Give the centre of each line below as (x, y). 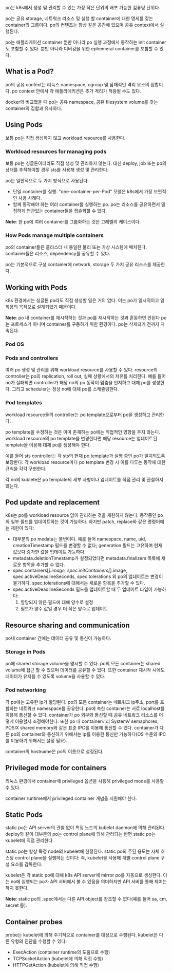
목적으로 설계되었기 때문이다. (48, 307)
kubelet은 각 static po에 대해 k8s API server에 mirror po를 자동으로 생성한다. (84, 875)
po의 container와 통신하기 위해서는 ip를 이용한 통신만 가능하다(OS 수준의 (84, 734)
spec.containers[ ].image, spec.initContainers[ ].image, (70, 570)
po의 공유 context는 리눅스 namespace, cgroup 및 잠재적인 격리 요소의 (78, 84)
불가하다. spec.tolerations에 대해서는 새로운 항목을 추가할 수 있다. (79, 583)
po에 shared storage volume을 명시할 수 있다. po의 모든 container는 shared (83, 664)
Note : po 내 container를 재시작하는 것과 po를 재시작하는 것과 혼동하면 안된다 (83, 318)
